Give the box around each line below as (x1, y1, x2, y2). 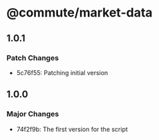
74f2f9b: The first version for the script (16, 125, 129, 133)
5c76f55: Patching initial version (16, 68, 109, 77)
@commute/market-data (6, 5, 153, 21)
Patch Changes (6, 53, 59, 63)
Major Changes (6, 109, 59, 119)
